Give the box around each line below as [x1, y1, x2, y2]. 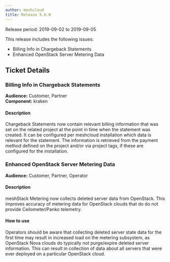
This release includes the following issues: [5, 36, 94, 42]
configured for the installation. [5, 148, 69, 154]
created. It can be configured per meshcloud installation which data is [5, 132, 151, 138]
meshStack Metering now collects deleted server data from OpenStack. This [5, 195, 165, 201]
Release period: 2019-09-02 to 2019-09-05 [5, 26, 96, 32]
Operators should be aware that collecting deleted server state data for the [5, 229, 162, 236]
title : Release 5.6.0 [5, 12, 51, 17]
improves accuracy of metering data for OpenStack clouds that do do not [5, 200, 158, 207]
